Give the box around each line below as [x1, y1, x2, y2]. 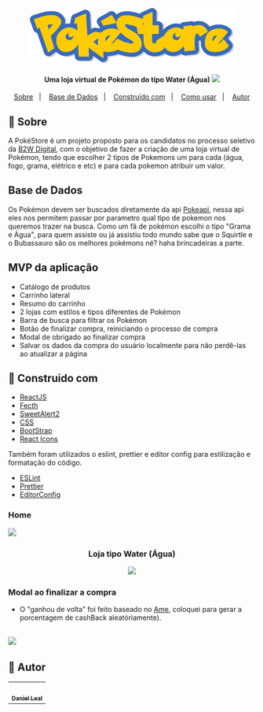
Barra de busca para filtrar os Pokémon [19, 315, 148, 324]
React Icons [19, 434, 59, 444]
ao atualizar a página [19, 349, 88, 358]
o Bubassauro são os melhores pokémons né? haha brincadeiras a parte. [8, 238, 245, 247]
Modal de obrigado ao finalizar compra [19, 332, 146, 342]
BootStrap [19, 426, 53, 436]
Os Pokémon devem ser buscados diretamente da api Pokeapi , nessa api [8, 205, 245, 214]
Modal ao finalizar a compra [8, 587, 117, 598]
